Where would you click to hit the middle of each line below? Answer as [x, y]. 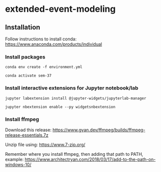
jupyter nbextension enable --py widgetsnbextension [60, 107]
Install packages [25, 57]
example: [14, 159]
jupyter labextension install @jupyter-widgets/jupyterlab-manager [76, 98]
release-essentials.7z [27, 135]
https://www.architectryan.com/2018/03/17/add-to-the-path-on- [90, 159]
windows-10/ [18, 164]
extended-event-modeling [60, 9]
